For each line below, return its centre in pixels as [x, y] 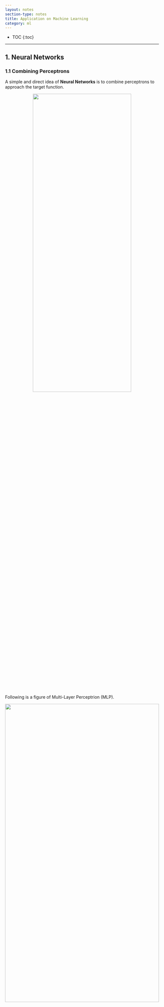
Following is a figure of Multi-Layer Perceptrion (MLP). [60, 697]
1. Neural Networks [35, 57]
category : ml [18, 23]
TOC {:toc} [23, 37]
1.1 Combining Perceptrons [37, 71]
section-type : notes [26, 14]
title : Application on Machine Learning [47, 19]
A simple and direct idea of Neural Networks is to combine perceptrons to [80, 82]
